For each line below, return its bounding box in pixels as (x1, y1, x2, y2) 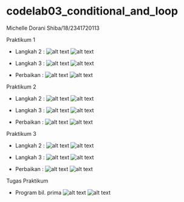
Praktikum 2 (6, 83, 36, 90)
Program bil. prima (15, 189, 62, 196)
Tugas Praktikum (6, 177, 49, 184)
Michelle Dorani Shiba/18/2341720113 (6, 24, 100, 32)
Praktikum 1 (6, 36, 35, 43)
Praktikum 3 (6, 130, 36, 137)
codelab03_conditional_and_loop (6, 4, 178, 18)
